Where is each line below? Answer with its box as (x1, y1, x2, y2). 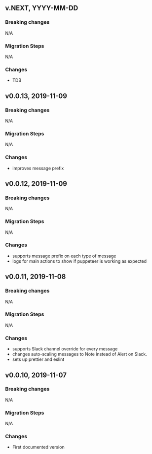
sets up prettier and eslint (12, 356, 65, 362)
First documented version (12, 444, 65, 450)
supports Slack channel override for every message (12, 346, 118, 352)
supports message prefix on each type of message (12, 253, 116, 259)
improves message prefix (12, 165, 64, 171)
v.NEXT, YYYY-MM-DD (5, 4, 78, 12)
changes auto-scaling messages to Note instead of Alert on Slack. (12, 351, 147, 357)
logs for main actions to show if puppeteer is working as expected (12, 258, 147, 264)
